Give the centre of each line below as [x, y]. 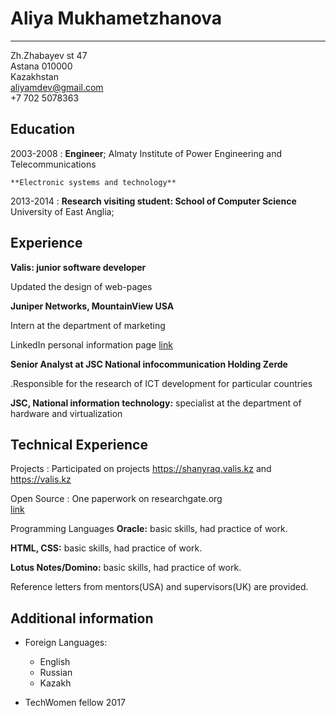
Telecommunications [53, 164]
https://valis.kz [41, 479]
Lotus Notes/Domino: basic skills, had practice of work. [126, 568]
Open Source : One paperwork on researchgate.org [116, 499]
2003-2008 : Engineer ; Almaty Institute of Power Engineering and [146, 153]
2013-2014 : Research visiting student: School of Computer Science [153, 201]
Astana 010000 [41, 66]
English [55, 662]
